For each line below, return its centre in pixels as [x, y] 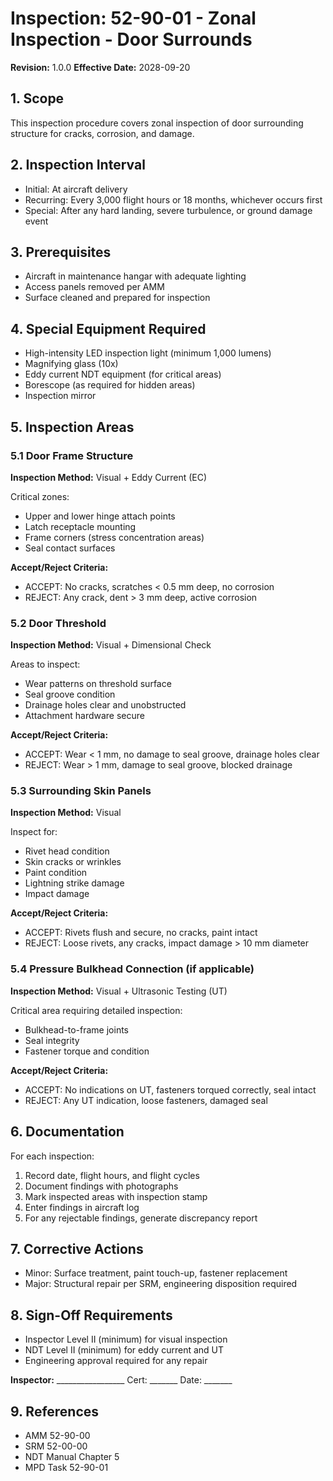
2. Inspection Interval [78, 165]
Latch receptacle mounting [80, 526]
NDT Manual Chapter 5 [72, 1457]
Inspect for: [34, 832]
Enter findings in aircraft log [82, 1207]
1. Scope [37, 98]
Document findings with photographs [101, 1186]
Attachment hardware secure [84, 716]
